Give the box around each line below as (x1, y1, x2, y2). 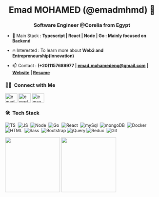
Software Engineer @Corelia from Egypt (33, 22, 131, 29)
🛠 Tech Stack (5, 109, 40, 116)
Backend (12, 38, 31, 44)
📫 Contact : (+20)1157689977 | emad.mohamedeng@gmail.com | (12, 63, 149, 69)
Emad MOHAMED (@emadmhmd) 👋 (9, 4, 155, 16)
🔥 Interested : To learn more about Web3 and (12, 47, 104, 53)
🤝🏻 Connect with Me (5, 82, 56, 89)
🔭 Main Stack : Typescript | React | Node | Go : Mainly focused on (12, 33, 146, 39)
